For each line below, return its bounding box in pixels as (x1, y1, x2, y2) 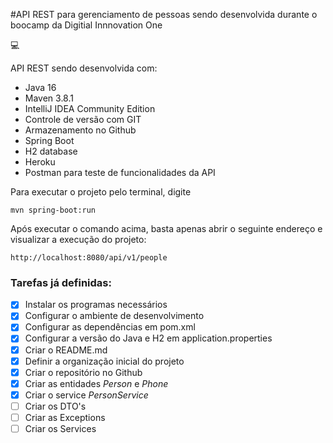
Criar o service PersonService (24, 389, 149, 401)
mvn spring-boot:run (10, 205, 97, 215)
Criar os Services (24, 422, 97, 434)
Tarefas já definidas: (10, 275, 112, 289)
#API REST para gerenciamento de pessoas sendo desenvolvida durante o (10, 9, 318, 20)
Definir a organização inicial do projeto (24, 355, 185, 367)
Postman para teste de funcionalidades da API (24, 167, 216, 178)
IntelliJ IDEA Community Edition (24, 103, 156, 114)
